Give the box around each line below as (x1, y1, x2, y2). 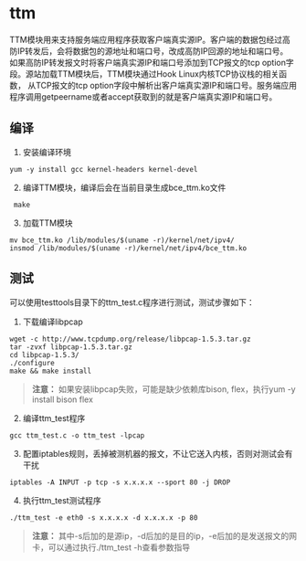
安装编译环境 (22, 146, 71, 157)
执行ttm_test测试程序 (22, 494, 102, 505)
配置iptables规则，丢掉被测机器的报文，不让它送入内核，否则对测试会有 (22, 448, 293, 459)
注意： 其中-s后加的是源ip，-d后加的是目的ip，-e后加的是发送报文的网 (31, 530, 298, 541)
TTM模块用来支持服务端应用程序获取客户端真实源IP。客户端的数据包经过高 (9, 34, 290, 45)
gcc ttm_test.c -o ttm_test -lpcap (9, 430, 145, 440)
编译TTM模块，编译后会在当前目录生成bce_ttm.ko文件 (22, 182, 227, 193)
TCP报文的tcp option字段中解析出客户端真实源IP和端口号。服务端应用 (35, 79, 297, 90)
